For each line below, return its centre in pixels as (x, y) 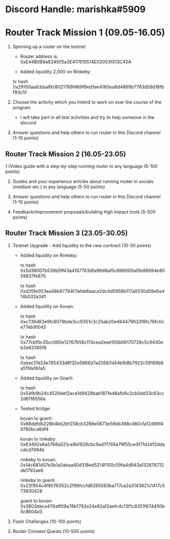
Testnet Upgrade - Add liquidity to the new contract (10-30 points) (82, 245)
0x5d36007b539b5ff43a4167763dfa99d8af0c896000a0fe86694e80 (92, 271)
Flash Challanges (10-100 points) (47, 521)
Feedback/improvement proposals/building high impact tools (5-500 (84, 212)
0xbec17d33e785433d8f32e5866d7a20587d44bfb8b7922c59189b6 (92, 363)
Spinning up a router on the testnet (49, 47)
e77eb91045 (33, 327)
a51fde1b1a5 (33, 368)
